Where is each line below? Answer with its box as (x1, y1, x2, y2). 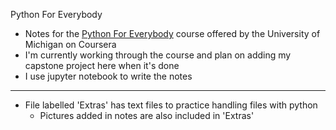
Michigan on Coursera (24, 39, 117, 50)
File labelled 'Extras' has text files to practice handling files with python (24, 99, 318, 111)
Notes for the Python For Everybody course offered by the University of (24, 28, 321, 39)
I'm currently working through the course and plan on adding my (24, 49, 292, 61)
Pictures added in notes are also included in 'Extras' (39, 110, 255, 121)
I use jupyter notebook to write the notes (24, 70, 193, 82)
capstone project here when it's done (24, 60, 180, 71)
